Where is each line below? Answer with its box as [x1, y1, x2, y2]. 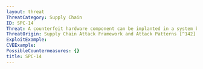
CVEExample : [6, 43, 36, 49]
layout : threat [6, 8, 45, 15]
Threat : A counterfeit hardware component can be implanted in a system [6, 25, 193, 32]
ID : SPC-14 [6, 20, 34, 26]
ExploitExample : [6, 37, 47, 43]
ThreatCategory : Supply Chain [6, 14, 83, 20]
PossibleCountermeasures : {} [6, 48, 80, 54]
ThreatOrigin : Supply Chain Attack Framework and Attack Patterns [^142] [6, 31, 196, 37]
